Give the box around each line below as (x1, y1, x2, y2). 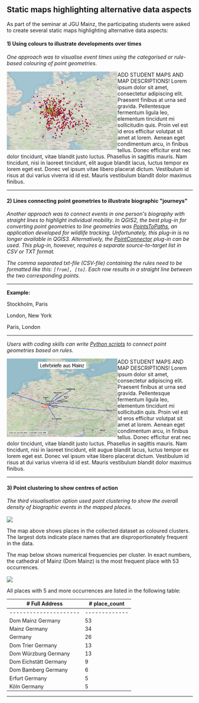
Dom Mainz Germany (9, 617, 61, 624)
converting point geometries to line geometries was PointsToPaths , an (6, 223, 178, 230)
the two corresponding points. (6, 272, 80, 279)
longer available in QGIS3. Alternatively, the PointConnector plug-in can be (6, 236, 190, 243)
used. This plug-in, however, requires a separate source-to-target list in (6, 242, 182, 249)
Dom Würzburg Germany (9, 650, 70, 657)
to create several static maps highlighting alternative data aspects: (6, 27, 168, 34)
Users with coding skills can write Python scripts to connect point (6, 340, 167, 348)
